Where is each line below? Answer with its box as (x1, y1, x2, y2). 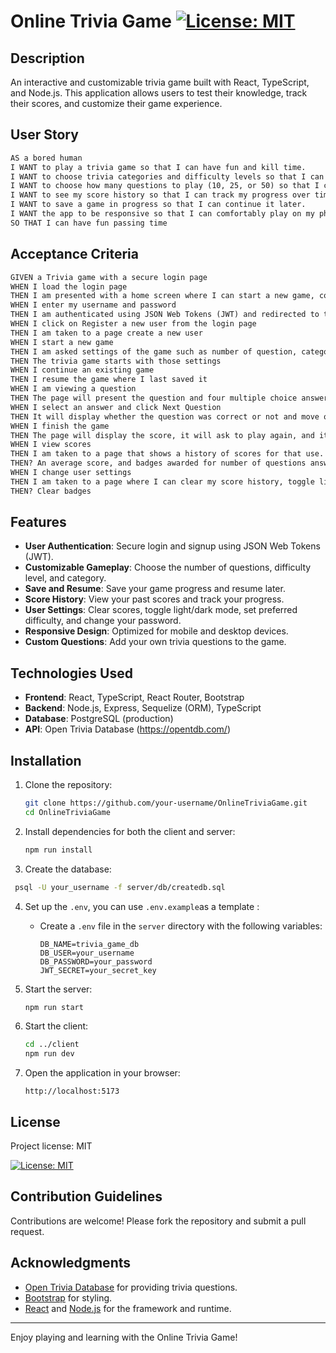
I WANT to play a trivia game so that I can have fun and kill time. (10, 162, 307, 172)
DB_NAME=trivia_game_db (39, 939, 140, 949)
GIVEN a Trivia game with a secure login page (10, 272, 208, 282)
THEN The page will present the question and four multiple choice (10, 393, 298, 403)
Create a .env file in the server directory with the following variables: (39, 920, 323, 932)
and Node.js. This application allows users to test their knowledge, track (10, 87, 308, 99)
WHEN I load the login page (10, 281, 128, 292)
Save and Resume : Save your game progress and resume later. (24, 583, 286, 595)
